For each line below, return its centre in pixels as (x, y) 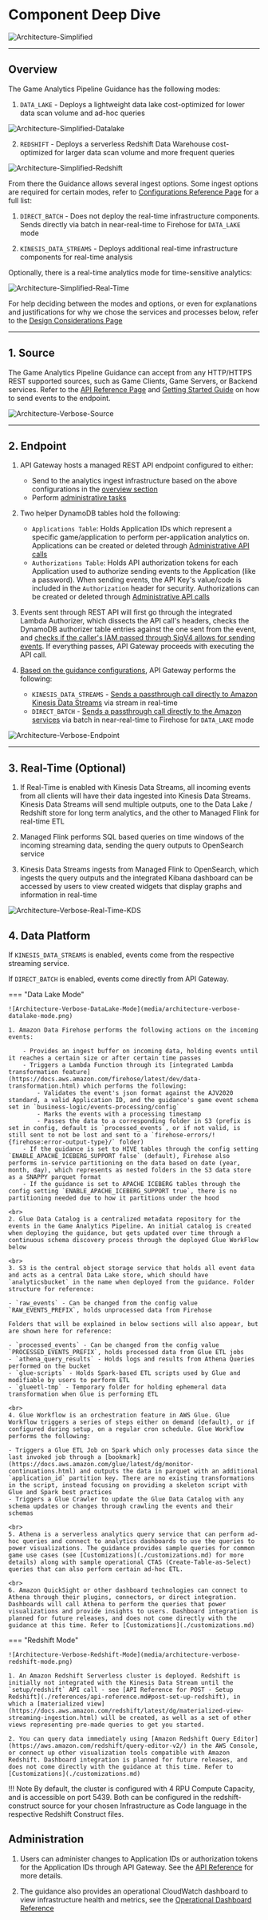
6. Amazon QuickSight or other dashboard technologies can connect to (128, 1590)
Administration (46, 1840)
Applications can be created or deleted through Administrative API (140, 546)
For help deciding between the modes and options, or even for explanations (133, 303)
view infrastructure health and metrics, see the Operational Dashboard (136, 1899)
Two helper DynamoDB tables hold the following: (100, 513)
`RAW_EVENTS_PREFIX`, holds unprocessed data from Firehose (110, 1310)
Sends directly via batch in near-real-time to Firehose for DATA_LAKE (130, 224)
